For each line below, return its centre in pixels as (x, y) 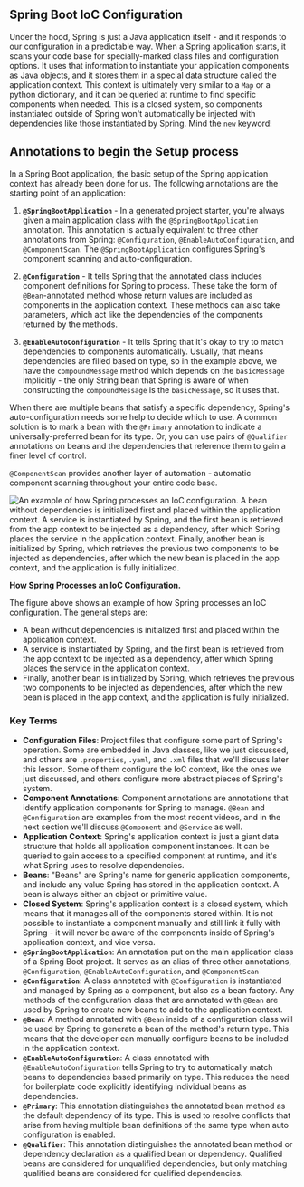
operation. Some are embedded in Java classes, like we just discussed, (156, 750)
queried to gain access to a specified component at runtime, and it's (150, 856)
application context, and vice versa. (89, 942)
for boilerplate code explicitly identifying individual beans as (134, 1086)
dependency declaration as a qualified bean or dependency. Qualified (152, 1153)
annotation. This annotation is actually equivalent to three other (140, 229)
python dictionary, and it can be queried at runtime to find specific (133, 94)
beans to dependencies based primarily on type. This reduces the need (156, 1077)
